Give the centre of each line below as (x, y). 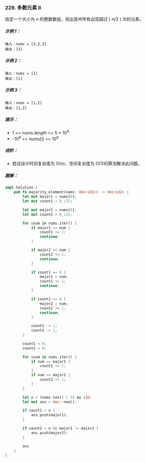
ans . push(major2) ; (49, 433)
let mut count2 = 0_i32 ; (48, 214)
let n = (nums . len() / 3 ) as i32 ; (57, 397)
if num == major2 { (50, 375)
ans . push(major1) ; (49, 415)
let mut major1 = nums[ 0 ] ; (50, 197)
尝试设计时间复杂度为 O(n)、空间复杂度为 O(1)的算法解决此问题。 (77, 164)
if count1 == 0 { (49, 272)
